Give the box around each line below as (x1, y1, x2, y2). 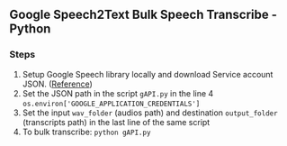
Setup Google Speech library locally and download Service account (22, 68, 274, 79)
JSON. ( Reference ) (22, 78, 93, 89)
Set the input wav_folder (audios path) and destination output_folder (22, 107, 278, 118)
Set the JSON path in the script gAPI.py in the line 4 (22, 87, 214, 98)
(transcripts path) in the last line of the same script (22, 116, 211, 127)
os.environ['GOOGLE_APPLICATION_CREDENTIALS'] (22, 99, 201, 108)
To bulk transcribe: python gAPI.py (22, 126, 151, 137)
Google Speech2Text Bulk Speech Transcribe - (9, 7, 277, 23)
